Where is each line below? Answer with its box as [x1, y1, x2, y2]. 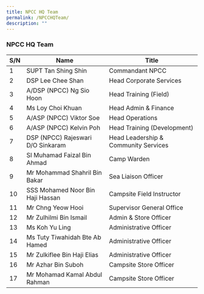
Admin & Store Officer [109, 213, 171, 222]
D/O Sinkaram [26, 141, 66, 149]
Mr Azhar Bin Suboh [26, 260, 84, 268]
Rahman [26, 278, 50, 286]
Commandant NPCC [109, 66, 167, 75]
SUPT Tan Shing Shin [26, 66, 87, 75]
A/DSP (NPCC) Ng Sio [26, 86, 90, 94]
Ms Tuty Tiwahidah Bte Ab [26, 233, 101, 241]
